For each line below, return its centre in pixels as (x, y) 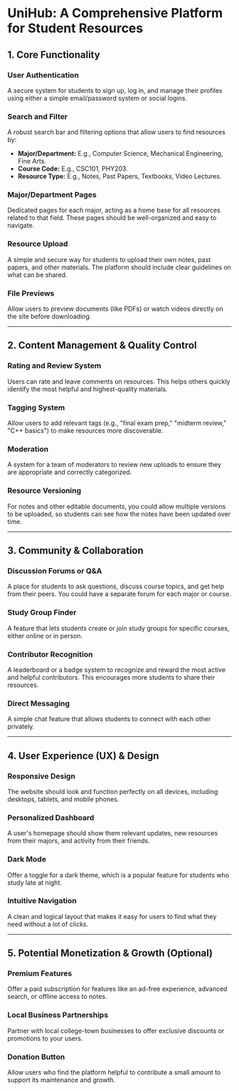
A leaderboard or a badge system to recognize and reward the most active (117, 670)
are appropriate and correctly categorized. (70, 472)
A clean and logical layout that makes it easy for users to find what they (112, 916)
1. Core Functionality (54, 55)
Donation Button (36, 1057)
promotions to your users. (45, 1038)
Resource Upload (38, 244)
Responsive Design (42, 776)
